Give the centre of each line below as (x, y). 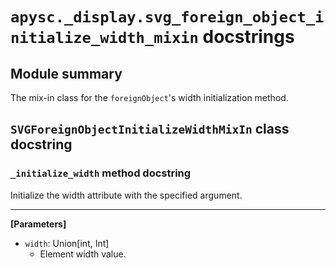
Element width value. (83, 254)
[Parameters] (38, 224)
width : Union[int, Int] (67, 243)
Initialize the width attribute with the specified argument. (126, 195)
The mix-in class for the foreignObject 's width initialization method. (149, 97)
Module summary (66, 73)
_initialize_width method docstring (101, 173)
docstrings (248, 37)
